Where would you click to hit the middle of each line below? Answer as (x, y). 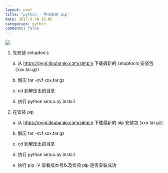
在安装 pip (23, 112)
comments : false (22, 28)
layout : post (19, 10)
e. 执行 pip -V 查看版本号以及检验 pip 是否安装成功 (64, 165)
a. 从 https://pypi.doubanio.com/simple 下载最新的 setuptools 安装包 (83, 63)
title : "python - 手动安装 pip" (38, 14)
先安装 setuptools (31, 52)
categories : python (26, 24)
